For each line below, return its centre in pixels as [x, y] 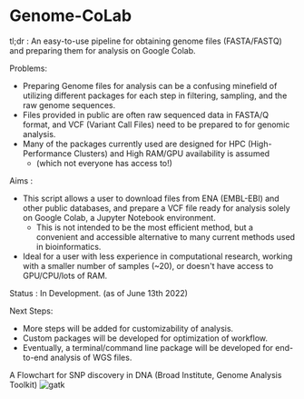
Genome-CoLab [71, 16]
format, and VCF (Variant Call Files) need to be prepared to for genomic [156, 125]
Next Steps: [31, 311]
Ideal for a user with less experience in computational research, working [157, 256]
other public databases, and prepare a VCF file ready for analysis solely [156, 208]
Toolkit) [24, 384]
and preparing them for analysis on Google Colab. [103, 50]
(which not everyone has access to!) [104, 163]
